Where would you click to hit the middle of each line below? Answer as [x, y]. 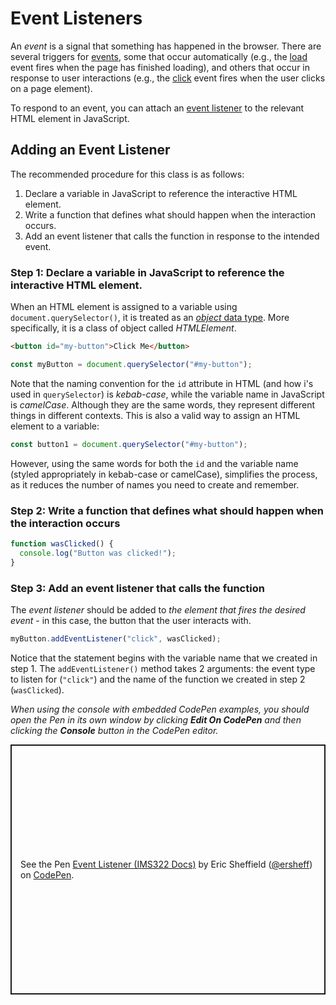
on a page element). [51, 88]
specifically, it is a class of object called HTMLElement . [123, 328]
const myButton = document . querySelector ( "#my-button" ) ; [131, 364]
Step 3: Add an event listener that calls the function [137, 588]
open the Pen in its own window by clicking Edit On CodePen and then [156, 719]
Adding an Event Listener [90, 150]
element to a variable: [55, 426]
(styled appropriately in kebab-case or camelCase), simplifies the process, [164, 474]
